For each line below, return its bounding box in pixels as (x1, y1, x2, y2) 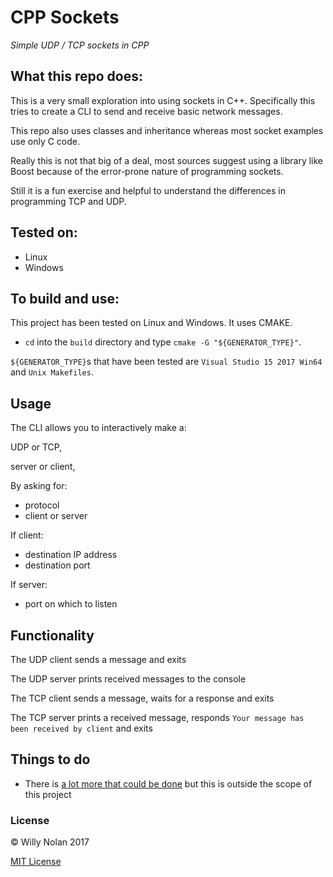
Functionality (10, 627, 95, 644)
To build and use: (10, 290, 120, 307)
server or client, (10, 461, 76, 473)
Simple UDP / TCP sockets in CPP (10, 39, 150, 51)
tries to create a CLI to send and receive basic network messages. (10, 105, 283, 117)
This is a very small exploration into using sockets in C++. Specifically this (10, 94, 316, 106)
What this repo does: (10, 68, 143, 85)
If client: (10, 529, 44, 541)
